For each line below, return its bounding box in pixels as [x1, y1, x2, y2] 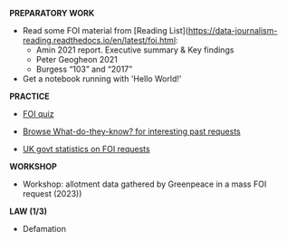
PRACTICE [9, 91, 50, 101]
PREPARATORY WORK [9, 8, 95, 18]
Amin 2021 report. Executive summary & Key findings [35, 44, 234, 55]
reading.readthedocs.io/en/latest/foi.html [22, 35, 177, 45]
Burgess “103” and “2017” [35, 63, 133, 74]
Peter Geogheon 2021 [35, 54, 118, 64]
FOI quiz [22, 109, 54, 119]
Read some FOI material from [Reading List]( [22, 25, 188, 35]
